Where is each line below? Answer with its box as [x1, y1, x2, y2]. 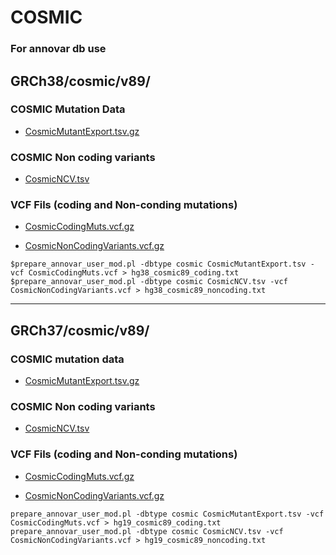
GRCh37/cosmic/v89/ [10, 322, 150, 339]
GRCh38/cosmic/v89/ [10, 72, 151, 90]
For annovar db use [10, 42, 107, 56]
